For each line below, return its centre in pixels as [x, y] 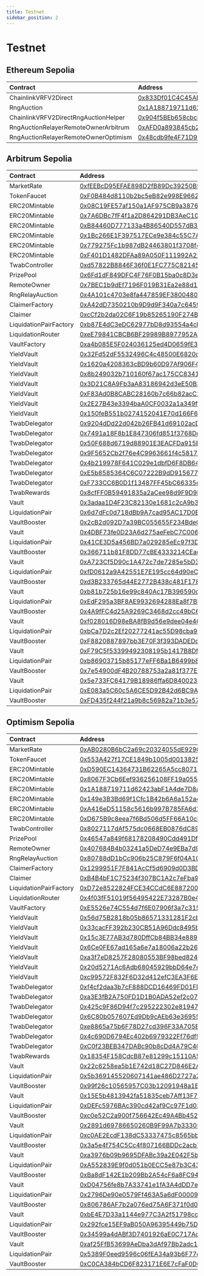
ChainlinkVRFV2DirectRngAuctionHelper [67, 117]
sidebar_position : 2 [32, 18]
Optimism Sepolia [40, 722]
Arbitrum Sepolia [39, 159]
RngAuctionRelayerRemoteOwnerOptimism [71, 137]
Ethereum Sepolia [40, 70]
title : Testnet [25, 12]
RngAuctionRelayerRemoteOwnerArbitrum [70, 127]
